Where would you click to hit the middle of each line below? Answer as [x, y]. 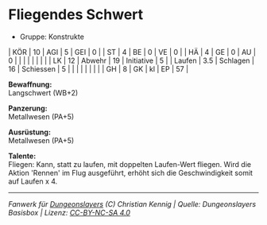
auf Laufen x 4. [33, 181]
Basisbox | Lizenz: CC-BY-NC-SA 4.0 [70, 212]
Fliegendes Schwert [76, 15]
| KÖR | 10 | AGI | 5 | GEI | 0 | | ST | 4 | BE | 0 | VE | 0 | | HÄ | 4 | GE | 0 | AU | [132, 52]
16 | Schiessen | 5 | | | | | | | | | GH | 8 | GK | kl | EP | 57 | [99, 68]
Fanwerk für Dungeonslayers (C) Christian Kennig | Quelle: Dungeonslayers [132, 204]
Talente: [22, 156]
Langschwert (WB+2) [43, 92]
